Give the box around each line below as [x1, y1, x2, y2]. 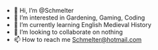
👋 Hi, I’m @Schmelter [13, 7, 74, 14]
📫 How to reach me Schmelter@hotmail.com [13, 36, 142, 43]
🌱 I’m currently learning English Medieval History [13, 21, 152, 28]
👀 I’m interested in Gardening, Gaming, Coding [13, 14, 146, 22]
